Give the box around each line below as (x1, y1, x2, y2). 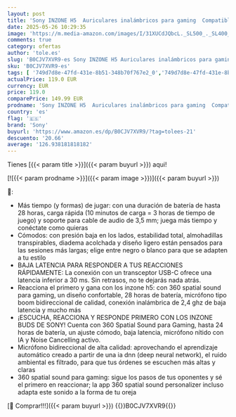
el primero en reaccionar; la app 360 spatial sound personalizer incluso (17, 380, 224, 389)
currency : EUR (7, 82, 49, 89)
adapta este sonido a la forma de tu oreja (17, 388, 137, 397)
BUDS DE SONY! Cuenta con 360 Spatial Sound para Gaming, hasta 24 (17, 321, 223, 329)
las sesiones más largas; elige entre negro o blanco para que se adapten (17, 246, 228, 255)
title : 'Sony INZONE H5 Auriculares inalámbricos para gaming (7, 17, 197, 24)
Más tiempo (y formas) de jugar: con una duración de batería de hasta (17, 201, 221, 210)
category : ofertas (7, 43, 61, 50)
